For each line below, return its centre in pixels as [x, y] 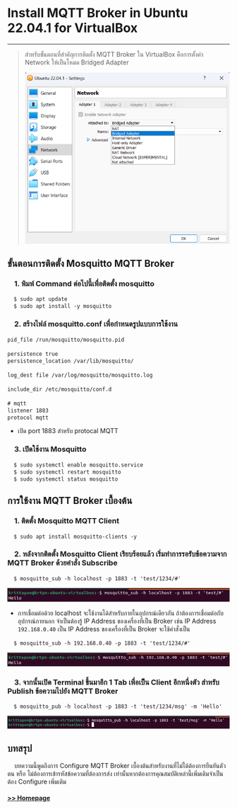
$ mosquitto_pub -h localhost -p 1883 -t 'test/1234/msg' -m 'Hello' [118, 707]
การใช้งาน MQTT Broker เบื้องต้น [70, 501]
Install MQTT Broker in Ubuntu [98, 13]
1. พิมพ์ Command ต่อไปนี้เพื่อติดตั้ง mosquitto [84, 283]
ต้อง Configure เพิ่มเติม [37, 781]
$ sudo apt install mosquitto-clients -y [75, 537]
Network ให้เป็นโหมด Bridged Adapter [77, 62]
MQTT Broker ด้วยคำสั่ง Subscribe [62, 563]
